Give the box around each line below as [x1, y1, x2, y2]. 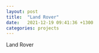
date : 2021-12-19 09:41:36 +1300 [6, 19, 94, 25]
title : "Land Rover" [6, 14, 60, 20]
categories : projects [6, 25, 60, 31]
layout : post [6, 8, 38, 15]
